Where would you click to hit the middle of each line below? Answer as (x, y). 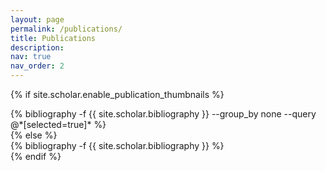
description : (37, 47)
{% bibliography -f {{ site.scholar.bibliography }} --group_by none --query (163, 114)
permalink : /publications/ (66, 29)
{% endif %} (36, 156)
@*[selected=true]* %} (58, 124)
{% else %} (34, 135)
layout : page (37, 19)
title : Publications (53, 38)
